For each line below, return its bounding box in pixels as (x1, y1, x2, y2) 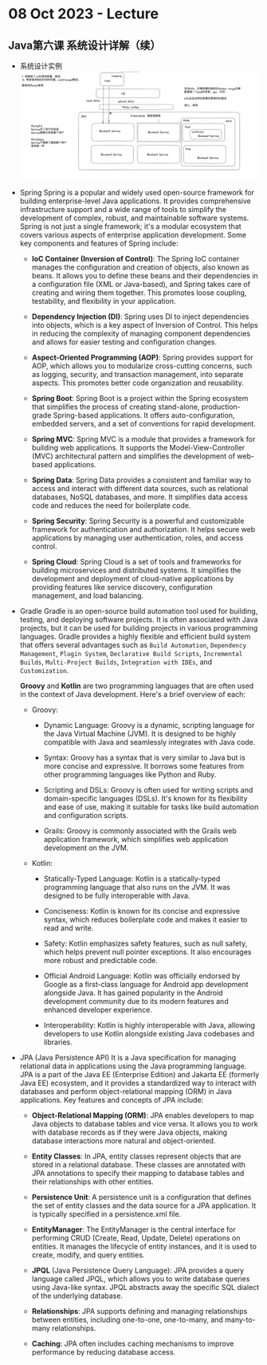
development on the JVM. (43, 843, 129, 853)
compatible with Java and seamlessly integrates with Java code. (43, 738, 256, 747)
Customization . (19, 666, 69, 675)
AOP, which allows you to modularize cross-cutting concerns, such (31, 361, 253, 371)
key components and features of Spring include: (19, 238, 179, 248)
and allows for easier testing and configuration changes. (31, 337, 218, 347)
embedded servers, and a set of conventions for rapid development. (31, 419, 257, 429)
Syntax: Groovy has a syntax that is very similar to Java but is (43, 753, 245, 762)
